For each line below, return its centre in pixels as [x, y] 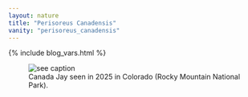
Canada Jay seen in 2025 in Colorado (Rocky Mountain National [134, 77]
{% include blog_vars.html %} [57, 53]
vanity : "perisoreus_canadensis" [64, 30]
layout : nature [34, 16]
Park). [39, 85]
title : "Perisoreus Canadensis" [62, 23]
